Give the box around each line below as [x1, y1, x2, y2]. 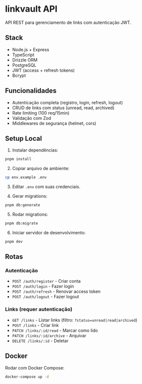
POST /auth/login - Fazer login [12, 284, 74, 289]
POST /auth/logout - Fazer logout [12, 294, 80, 300]
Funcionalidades [5, 87, 57, 95]
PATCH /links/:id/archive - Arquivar [12, 332, 86, 338]
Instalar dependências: [12, 147, 59, 153]
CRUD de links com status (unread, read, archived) [12, 105, 115, 111]
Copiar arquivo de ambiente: [12, 166, 70, 172]
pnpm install [5, 157, 32, 162]
